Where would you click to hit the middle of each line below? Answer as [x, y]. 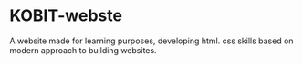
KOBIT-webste [66, 16]
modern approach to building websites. [83, 50]
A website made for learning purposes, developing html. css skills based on [151, 41]
